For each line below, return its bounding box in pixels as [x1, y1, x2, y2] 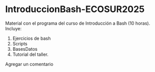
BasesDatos [12, 46, 38, 52]
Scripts [12, 40, 28, 46]
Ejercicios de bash [12, 35, 51, 41]
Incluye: [5, 25, 22, 31]
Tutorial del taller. [12, 51, 49, 57]
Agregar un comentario [5, 61, 54, 67]
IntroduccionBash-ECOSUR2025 [5, 4, 145, 15]
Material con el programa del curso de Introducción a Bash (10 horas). [5, 20, 150, 26]
